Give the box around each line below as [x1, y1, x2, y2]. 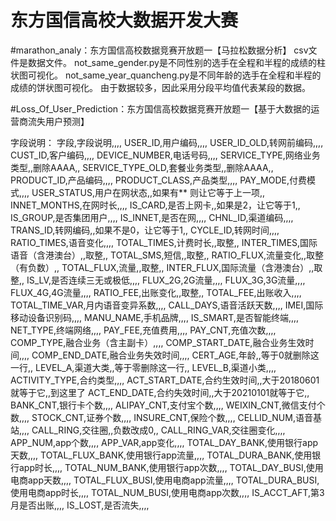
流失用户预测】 [27, 115, 90, 127]
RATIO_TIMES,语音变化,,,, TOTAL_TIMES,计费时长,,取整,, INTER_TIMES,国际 [10, 236, 318, 248]
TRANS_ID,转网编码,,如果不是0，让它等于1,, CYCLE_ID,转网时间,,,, [10, 224, 280, 236]
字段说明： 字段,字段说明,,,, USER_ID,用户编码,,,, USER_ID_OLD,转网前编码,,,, [10, 136, 324, 148]
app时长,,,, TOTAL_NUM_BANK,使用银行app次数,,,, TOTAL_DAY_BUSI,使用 [18, 461, 324, 473]
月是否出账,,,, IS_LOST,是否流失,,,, [10, 499, 150, 511]
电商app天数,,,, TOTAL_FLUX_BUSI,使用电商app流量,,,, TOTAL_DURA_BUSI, [10, 474, 320, 486]
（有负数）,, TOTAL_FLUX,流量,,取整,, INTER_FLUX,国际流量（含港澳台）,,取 [10, 261, 323, 273]
